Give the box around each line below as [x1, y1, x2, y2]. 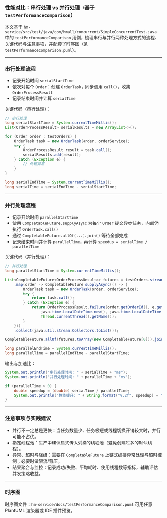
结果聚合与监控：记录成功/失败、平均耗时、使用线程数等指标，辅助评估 [12, 464, 158, 470]
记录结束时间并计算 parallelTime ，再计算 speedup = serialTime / [12, 239, 148, 245]
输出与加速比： [5, 360, 36, 366]
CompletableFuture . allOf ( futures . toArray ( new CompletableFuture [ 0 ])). [5, 337, 155, 342]
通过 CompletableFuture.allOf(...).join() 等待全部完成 [12, 232, 128, 239]
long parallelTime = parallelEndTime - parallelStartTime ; [5, 351, 130, 356]
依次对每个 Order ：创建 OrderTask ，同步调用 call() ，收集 [12, 83, 131, 90]
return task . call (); [31, 296, 75, 301]
